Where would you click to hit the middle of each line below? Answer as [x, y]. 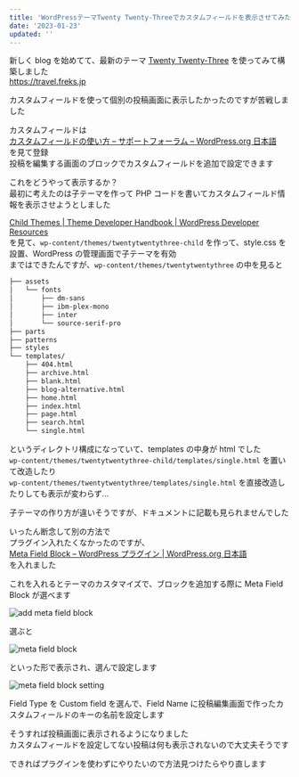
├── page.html [51, 414]
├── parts [28, 331]
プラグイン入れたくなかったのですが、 [79, 543]
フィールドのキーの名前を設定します [98, 715]
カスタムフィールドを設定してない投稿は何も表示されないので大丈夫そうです [149, 744]
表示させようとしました [68, 205]
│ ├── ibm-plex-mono [59, 307]
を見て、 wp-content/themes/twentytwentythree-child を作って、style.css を [148, 242]
